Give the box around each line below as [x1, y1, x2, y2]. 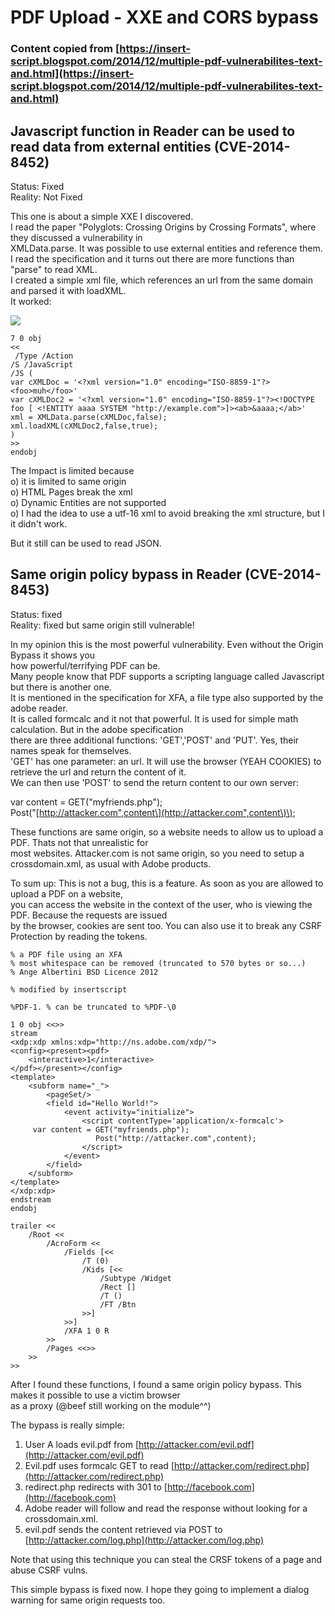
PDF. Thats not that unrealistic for [10, 836, 149, 848]
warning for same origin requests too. [10, 1594, 166, 1606]
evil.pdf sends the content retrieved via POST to [24, 1523, 223, 1535]
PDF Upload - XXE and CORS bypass [10, 6, 320, 29]
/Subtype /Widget [99, 1273, 172, 1283]
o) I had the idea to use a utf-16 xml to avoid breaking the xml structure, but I [10, 507, 326, 519]
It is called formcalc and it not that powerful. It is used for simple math [10, 712, 299, 725]
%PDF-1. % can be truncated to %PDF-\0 [10, 1002, 177, 1012]
